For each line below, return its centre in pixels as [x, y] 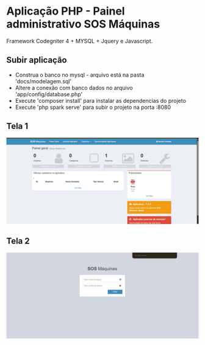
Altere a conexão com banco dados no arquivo [74, 88]
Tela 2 [18, 241]
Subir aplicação [37, 60]
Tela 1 [17, 126]
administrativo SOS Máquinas [83, 24]
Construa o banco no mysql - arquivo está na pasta [80, 75]
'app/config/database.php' [49, 94]
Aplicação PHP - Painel [66, 11]
